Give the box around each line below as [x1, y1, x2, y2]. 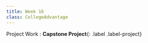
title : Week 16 [6, 8, 44, 15]
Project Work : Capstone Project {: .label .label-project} [6, 30, 142, 37]
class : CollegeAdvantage [6, 14, 68, 20]
